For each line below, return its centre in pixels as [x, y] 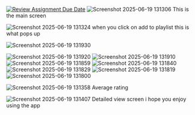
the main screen [26, 16]
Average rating [110, 87]
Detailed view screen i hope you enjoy [139, 99]
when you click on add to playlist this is [141, 27]
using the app [23, 105]
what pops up [23, 34]
